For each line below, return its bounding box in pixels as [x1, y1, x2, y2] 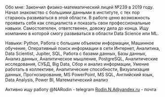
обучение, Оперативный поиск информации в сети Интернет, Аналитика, [5, 46, 161, 51]
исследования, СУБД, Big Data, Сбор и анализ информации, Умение [5, 61, 149, 67]
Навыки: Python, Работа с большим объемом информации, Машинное [5, 40, 154, 46]
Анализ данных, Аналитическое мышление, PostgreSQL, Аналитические [5, 56, 158, 61]
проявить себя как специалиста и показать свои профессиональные [5, 20, 151, 26]
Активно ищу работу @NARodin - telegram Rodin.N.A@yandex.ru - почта [5, 87, 157, 92]
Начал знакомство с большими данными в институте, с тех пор [5, 9, 140, 15]
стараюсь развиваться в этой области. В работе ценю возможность [5, 15, 150, 20]
